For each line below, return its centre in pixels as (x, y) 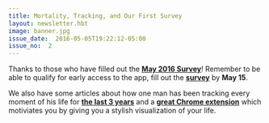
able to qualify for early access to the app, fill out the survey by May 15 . (128, 78)
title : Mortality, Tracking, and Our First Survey (95, 16)
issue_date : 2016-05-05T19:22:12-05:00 (78, 38)
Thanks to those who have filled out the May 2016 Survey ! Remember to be (134, 69)
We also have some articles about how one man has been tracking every (129, 93)
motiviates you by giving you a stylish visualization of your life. (112, 111)
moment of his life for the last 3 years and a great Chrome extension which (135, 102)
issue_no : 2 (30, 46)
